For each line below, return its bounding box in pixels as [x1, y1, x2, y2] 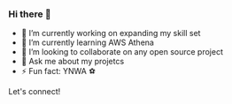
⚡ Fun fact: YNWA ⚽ [20, 66, 97, 77]
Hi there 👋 [8, 8, 52, 20]
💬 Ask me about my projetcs [20, 56, 125, 67]
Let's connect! [8, 86, 61, 97]
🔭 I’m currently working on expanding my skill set [20, 28, 201, 39]
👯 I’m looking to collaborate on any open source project [20, 47, 223, 57]
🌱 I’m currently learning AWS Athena [20, 37, 154, 48]
